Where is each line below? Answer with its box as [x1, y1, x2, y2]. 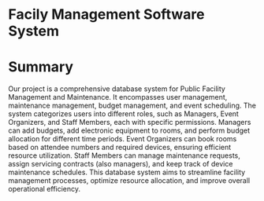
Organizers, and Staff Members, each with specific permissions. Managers [8, 118, 251, 127]
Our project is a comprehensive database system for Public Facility [8, 84, 226, 93]
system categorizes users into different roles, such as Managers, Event [8, 109, 239, 119]
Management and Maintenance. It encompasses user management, [8, 93, 228, 102]
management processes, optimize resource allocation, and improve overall [8, 176, 251, 185]
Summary [8, 58, 73, 76]
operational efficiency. [8, 185, 81, 194]
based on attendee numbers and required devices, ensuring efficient [8, 143, 232, 152]
